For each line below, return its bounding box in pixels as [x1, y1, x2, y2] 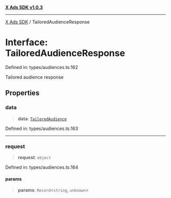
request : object [17, 154, 51, 160]
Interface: [5, 37, 48, 48]
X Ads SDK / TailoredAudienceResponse [5, 19, 90, 25]
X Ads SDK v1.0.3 [5, 5, 43, 10]
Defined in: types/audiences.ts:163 [5, 125, 78, 131]
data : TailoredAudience [17, 115, 67, 121]
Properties [5, 89, 40, 97]
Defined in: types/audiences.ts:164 [5, 164, 78, 170]
